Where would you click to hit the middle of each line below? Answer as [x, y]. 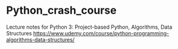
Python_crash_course [62, 10]
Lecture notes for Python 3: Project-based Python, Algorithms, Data [89, 27]
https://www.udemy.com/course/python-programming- [101, 33]
